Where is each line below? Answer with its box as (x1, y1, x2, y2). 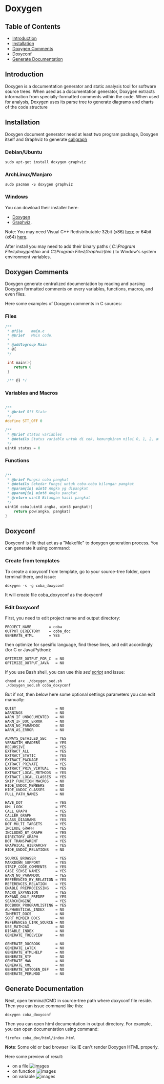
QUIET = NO (5, 706, 64, 711)
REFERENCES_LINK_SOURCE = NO (5, 920, 64, 925)
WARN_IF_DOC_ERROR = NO (5, 719, 64, 724)
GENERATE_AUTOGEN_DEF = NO (5, 967, 64, 972)
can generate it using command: (5, 545, 70, 551)
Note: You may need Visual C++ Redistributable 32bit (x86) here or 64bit (5, 228, 152, 235)
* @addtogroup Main (7, 342, 47, 347)
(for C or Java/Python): (5, 646, 52, 653)
